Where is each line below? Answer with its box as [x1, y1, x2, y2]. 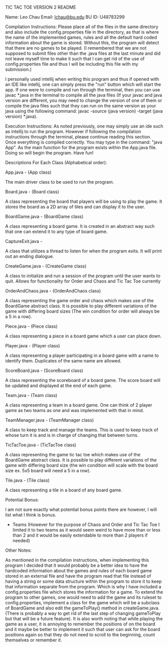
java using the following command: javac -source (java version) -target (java [5, 108, 163, 114]
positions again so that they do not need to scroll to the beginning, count [5, 632, 155, 637]
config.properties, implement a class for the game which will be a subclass [5, 600, 160, 605]
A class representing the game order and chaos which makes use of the [5, 298, 154, 303]
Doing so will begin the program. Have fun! [5, 150, 94, 156]
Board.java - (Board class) [5, 189, 59, 195]
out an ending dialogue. [5, 253, 54, 259]
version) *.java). [5, 113, 38, 119]
